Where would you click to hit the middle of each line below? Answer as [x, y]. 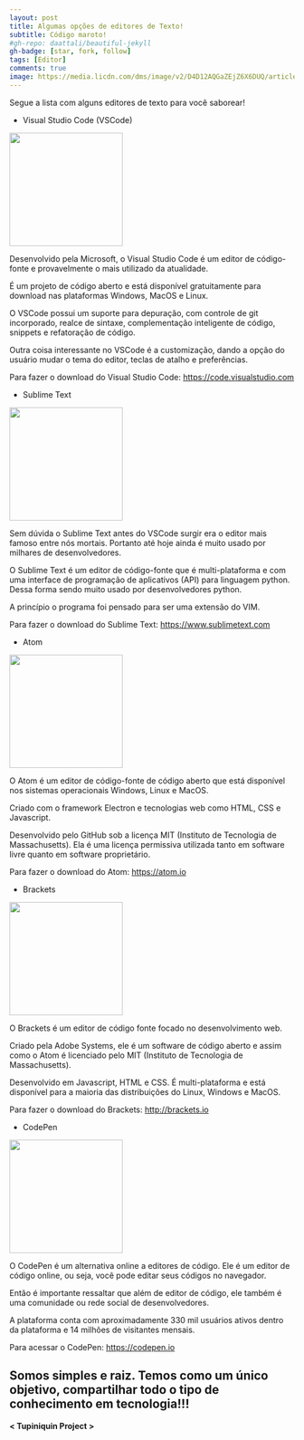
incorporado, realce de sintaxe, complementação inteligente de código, [142, 322]
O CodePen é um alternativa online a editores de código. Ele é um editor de [150, 1265]
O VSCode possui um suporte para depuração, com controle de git [134, 312]
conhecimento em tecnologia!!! [100, 1404]
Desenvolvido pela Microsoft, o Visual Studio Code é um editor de [132, 258]
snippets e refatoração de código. [72, 332]
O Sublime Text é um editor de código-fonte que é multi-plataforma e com [148, 570]
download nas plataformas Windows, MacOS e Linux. [109, 295]
